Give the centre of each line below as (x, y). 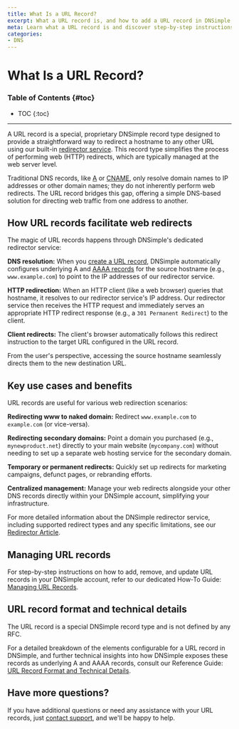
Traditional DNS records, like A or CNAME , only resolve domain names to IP (118, 178)
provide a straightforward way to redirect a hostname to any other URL (111, 141)
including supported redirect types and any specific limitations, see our (112, 525)
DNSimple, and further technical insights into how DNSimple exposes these (118, 655)
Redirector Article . (34, 533)
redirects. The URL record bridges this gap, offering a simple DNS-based (114, 193)
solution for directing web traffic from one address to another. (98, 201)
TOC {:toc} (33, 113)
